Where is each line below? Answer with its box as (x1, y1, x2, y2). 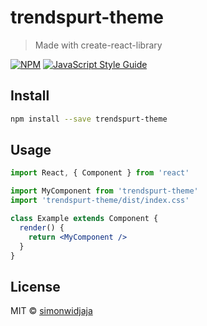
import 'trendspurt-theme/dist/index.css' (10, 196, 190, 206)
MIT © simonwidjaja (10, 305, 93, 317)
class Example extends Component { (10, 214, 159, 224)
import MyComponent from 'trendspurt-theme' (10, 186, 199, 196)
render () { (19, 222, 65, 233)
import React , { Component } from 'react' (10, 168, 190, 178)
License (10, 278, 61, 295)
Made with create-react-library (34, 39, 163, 51)
